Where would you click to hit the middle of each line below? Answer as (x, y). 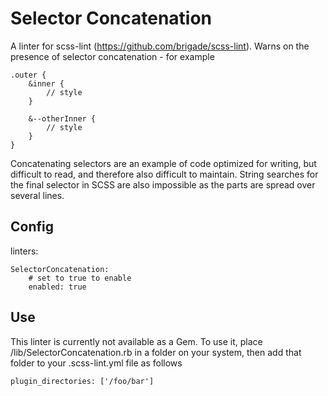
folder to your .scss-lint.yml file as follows (96, 363)
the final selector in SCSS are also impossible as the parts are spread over (163, 184)
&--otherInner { (62, 118)
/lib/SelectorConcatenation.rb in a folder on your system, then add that (156, 352)
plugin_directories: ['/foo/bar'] (82, 381)
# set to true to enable (80, 278)
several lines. (37, 195)
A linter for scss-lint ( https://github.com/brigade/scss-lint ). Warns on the (160, 46)
